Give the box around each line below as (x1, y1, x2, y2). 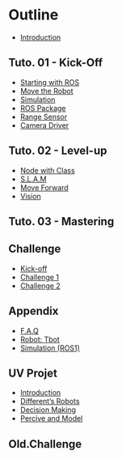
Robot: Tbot (19, 334, 61, 344)
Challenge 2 (19, 281, 61, 291)
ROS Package (19, 103, 66, 113)
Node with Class (19, 165, 75, 175)
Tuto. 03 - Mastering (8, 215, 115, 228)
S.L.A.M (19, 174, 47, 184)
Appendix (8, 304, 59, 318)
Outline (8, 6, 59, 24)
